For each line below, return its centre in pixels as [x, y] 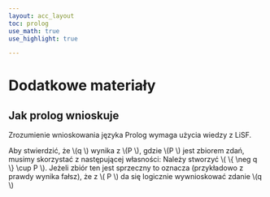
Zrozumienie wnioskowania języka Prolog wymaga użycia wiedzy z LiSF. [130, 135]
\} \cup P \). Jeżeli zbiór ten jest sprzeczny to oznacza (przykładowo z [126, 168]
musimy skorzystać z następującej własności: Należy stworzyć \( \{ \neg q [133, 160]
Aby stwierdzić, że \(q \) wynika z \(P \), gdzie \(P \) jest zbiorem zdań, [126, 151]
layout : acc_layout [41, 16]
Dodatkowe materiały [82, 86]
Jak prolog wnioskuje [64, 116]
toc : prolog [28, 24]
